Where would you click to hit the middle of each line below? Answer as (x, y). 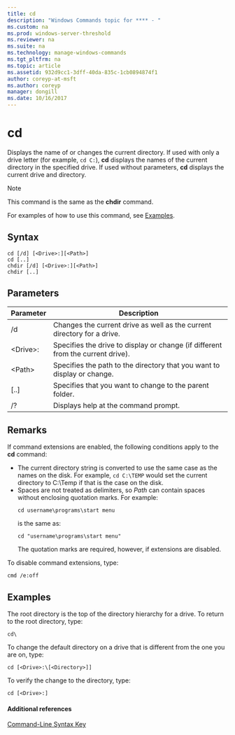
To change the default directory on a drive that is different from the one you (116, 647)
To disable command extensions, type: (63, 563)
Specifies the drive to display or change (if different (137, 345)
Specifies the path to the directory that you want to (136, 365)
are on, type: (26, 654)
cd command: (27, 454)
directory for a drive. (86, 333)
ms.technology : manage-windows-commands (67, 53)
